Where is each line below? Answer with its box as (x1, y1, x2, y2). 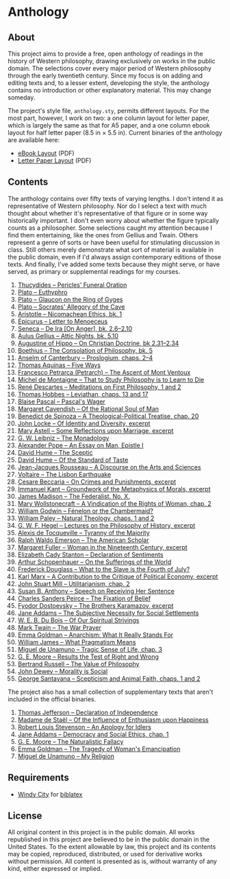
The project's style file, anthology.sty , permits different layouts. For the (8, 107, 209, 115)
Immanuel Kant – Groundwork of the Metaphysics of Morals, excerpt (17, 484, 211, 493)
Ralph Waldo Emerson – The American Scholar (17, 536, 149, 544)
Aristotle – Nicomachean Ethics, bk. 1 (17, 309, 123, 318)
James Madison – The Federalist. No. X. (17, 492, 131, 500)
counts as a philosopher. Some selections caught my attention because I (8, 224, 213, 232)
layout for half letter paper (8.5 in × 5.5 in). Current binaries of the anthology (8, 128, 222, 137)
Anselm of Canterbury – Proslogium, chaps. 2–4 (17, 353, 153, 362)
